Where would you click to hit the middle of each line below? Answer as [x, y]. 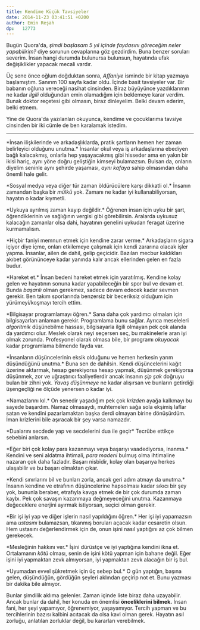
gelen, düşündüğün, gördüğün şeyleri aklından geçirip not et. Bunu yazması [99, 578]
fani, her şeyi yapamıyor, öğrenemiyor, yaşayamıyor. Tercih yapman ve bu [96, 608]
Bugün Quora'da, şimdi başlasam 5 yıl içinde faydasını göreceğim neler [94, 45]
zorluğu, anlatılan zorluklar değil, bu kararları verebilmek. [76, 621]
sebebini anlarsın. [28, 437]
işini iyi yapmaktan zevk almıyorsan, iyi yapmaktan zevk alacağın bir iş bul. [97, 560]
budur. [14, 266]
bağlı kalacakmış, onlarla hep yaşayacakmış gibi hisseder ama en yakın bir [97, 155]
